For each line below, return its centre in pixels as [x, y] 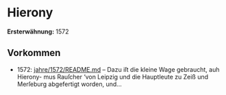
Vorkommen [34, 53]
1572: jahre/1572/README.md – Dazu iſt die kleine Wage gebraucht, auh [118, 69]
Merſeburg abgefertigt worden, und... [69, 84]
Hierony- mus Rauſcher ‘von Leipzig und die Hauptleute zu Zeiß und [113, 77]
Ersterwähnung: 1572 [38, 31]
